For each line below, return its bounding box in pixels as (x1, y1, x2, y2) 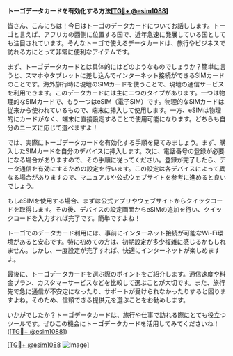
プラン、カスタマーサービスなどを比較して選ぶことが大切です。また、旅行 (13, 279, 226, 286)
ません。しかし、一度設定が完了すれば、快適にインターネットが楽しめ (7, 247, 209, 254)
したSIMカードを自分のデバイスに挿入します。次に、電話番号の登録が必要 (13, 147, 225, 155)
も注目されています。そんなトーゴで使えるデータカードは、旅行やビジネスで (7, 39, 226, 47)
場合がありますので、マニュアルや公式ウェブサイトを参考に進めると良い (19, 173, 227, 181)
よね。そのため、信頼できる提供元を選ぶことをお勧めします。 (13, 296, 190, 304)
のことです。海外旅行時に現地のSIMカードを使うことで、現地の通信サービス (7, 80, 225, 88)
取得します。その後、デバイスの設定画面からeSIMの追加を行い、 (19, 206, 204, 213)
